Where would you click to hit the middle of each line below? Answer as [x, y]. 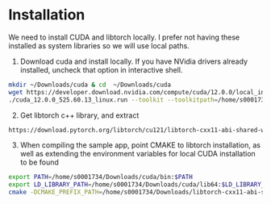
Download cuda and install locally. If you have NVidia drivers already [134, 61]
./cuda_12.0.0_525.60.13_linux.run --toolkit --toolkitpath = [113, 100]
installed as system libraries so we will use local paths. [99, 45]
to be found [39, 162]
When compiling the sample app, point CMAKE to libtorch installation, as [140, 145]
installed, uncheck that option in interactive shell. [101, 69]
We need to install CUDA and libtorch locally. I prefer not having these [124, 37]
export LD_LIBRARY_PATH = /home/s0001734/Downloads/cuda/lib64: [115, 185]
